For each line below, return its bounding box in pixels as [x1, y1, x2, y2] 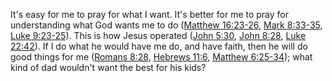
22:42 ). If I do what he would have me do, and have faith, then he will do [10, 40, 308, 52]
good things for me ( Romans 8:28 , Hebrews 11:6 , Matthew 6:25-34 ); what [10, 51, 313, 63]
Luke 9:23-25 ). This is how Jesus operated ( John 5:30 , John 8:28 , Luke [10, 30, 307, 41]
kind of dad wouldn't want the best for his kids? [10, 62, 207, 73]
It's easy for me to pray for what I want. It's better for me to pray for [10, 9, 290, 20]
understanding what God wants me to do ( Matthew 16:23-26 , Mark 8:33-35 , [10, 19, 323, 31]
